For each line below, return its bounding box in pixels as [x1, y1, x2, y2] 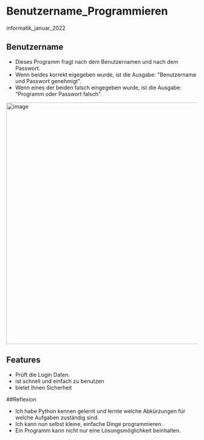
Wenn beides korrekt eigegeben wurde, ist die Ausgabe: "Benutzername [15, 71, 197, 78]
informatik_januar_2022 [6, 24, 66, 32]
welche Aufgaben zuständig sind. [15, 414, 99, 421]
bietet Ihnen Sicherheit [15, 384, 72, 391]
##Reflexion [6, 396, 36, 403]
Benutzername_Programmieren [6, 4, 168, 18]
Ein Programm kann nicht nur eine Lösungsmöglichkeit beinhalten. [15, 427, 181, 434]
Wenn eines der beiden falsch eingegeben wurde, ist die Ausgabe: [15, 84, 182, 91]
